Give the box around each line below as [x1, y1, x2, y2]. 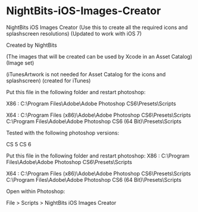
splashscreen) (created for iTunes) [6, 77, 91, 84]
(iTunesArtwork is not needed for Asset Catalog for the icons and [6, 70, 166, 78]
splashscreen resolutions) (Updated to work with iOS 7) [6, 30, 142, 37]
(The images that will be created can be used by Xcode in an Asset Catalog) [6, 53, 193, 60]
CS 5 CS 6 [6, 140, 32, 147]
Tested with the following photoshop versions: [6, 129, 120, 136]
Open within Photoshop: [6, 188, 65, 195]
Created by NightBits [6, 41, 58, 49]
